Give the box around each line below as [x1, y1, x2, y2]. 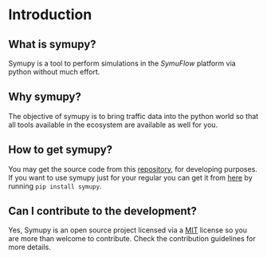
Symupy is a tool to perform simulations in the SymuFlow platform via [8, 58, 237, 68]
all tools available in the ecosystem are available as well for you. [8, 120, 218, 129]
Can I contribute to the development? [8, 204, 197, 218]
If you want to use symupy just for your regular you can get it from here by [8, 173, 253, 182]
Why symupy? [8, 90, 82, 104]
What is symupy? [8, 38, 97, 51]
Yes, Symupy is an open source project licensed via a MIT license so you [8, 225, 248, 235]
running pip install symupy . [8, 181, 102, 191]
